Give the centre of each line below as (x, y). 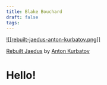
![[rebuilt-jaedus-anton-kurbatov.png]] (53, 40)
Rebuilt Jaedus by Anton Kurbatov (48, 51)
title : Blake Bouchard (34, 12)
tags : (13, 23)
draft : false (22, 17)
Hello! (21, 75)
